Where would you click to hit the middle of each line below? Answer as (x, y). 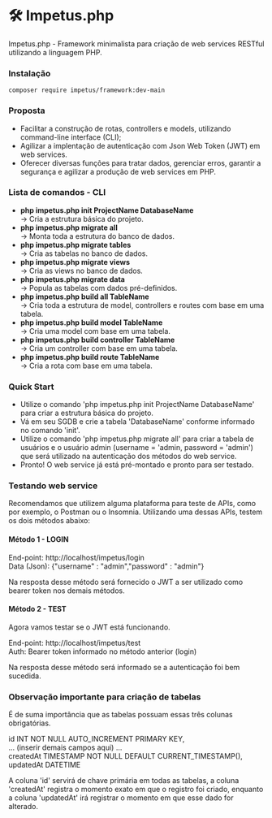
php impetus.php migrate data (73, 279)
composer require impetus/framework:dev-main (86, 90)
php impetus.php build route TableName (90, 357)
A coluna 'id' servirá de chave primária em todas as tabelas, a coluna (124, 781)
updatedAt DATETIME (45, 765)
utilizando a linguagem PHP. (56, 52)
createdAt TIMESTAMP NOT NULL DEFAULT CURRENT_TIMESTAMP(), (126, 756)
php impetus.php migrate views (75, 262)
